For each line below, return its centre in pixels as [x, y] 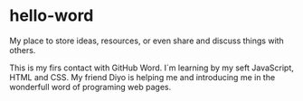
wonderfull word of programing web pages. [90, 87]
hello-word [52, 16]
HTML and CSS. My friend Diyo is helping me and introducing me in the [142, 77]
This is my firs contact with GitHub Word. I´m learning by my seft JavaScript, [151, 68]
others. [23, 50]
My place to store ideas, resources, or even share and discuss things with [147, 41]
